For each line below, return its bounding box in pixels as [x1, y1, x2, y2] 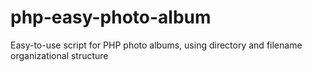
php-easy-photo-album [10, 6, 212, 29]
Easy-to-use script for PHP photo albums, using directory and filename [10, 39, 303, 51]
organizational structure [10, 49, 109, 61]
